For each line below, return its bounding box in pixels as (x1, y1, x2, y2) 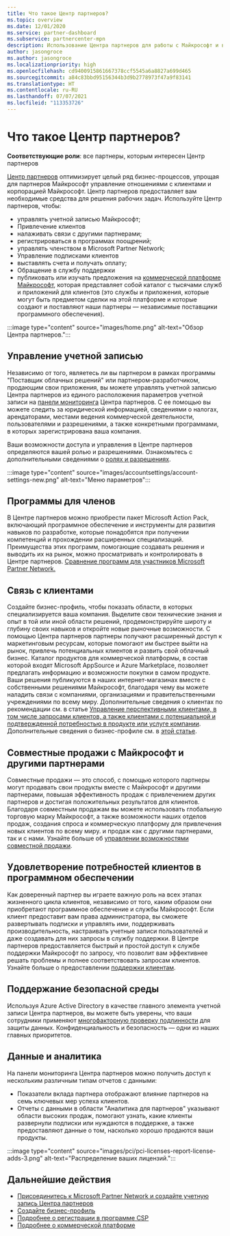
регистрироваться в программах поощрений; (16, 236, 152, 245)
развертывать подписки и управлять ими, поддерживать (7, 919, 175, 928)
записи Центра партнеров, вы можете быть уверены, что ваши (7, 1009, 192, 1017)
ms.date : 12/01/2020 (7, 23, 66, 30)
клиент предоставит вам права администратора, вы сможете (7, 912, 188, 921)
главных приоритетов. (7, 1031, 73, 1039)
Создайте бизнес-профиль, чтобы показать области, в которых (7, 603, 193, 611)
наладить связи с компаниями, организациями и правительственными (7, 690, 216, 699)
